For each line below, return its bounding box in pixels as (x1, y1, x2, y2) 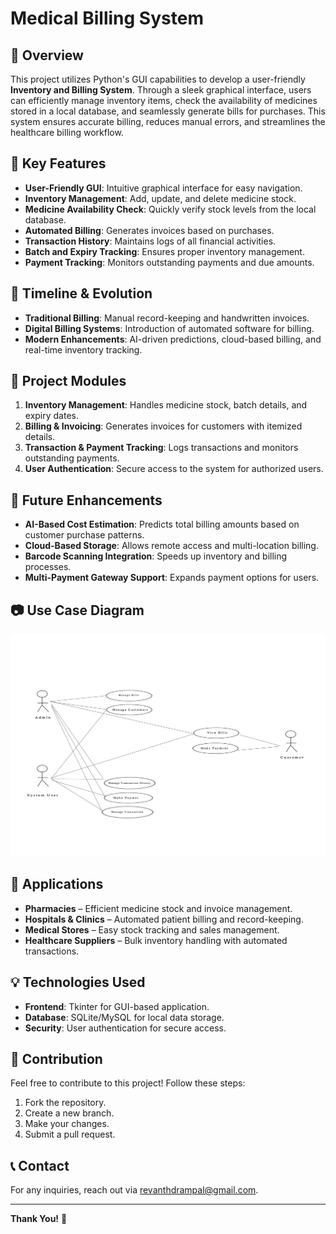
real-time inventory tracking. (24, 343, 143, 356)
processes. (24, 561, 72, 573)
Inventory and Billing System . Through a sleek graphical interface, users (10, 84, 312, 96)
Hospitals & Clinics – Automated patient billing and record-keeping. (24, 913, 304, 925)
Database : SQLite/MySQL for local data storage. (24, 1011, 225, 1023)
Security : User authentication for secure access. (24, 1022, 227, 1034)
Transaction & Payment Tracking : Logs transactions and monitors (24, 442, 299, 454)
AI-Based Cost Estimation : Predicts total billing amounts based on (24, 518, 300, 531)
